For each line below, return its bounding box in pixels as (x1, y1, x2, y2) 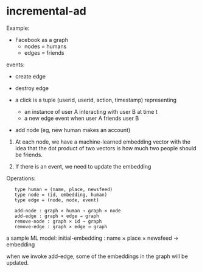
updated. (6, 259, 29, 266)
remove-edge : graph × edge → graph (14, 223, 108, 229)
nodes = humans (24, 43, 67, 50)
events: (6, 61, 25, 68)
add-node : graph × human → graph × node (14, 207, 121, 214)
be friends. (15, 151, 43, 158)
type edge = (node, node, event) (14, 197, 99, 203)
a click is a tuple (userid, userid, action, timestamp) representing (15, 96, 176, 103)
